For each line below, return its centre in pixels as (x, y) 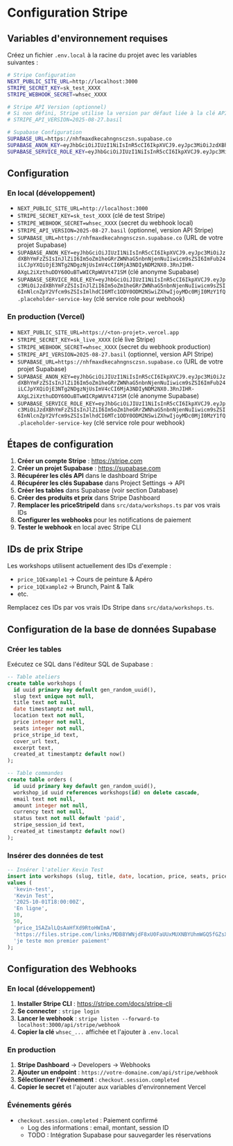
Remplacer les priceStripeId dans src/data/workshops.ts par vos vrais (119, 505)
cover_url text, (37, 741)
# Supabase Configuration (44, 132)
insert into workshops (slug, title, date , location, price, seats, (108, 876)
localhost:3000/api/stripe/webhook (69, 1025)
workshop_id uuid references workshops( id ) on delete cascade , (106, 792)
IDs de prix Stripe (45, 549)
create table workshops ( (44, 683)
